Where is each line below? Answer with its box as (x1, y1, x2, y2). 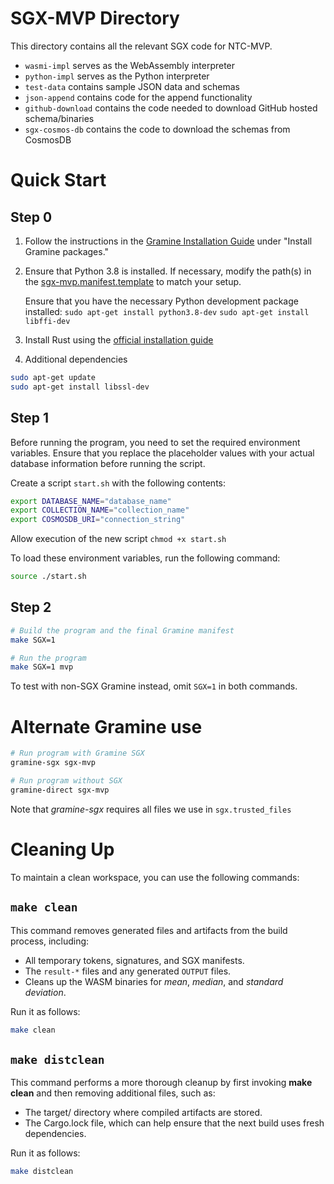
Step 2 (10, 599, 52, 616)
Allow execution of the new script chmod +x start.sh (10, 533, 227, 545)
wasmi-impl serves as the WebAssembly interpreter (24, 59, 236, 71)
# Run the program (10, 653, 87, 663)
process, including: (10, 935, 90, 947)
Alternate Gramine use (10, 715, 203, 738)
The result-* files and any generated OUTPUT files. (24, 965, 232, 977)
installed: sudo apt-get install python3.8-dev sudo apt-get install (24, 305, 310, 317)
